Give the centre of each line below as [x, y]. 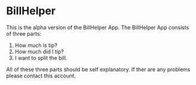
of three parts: [24, 33]
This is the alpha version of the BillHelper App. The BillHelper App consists [98, 27]
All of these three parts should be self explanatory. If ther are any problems [98, 69]
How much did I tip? [39, 51]
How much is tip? [36, 45]
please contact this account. [41, 75]
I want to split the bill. [41, 58]
